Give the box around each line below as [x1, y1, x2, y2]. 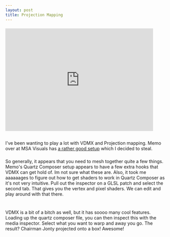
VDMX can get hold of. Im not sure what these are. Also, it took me [5, 169, 146, 175]
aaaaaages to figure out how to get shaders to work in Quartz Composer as [5, 175, 165, 181]
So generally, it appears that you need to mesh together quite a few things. [5, 159, 163, 165]
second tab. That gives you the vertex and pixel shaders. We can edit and [5, 186, 161, 192]
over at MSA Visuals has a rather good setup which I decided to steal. [5, 146, 153, 152]
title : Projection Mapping [5, 12, 63, 17]
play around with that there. [5, 191, 64, 197]
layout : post [5, 7, 33, 13]
